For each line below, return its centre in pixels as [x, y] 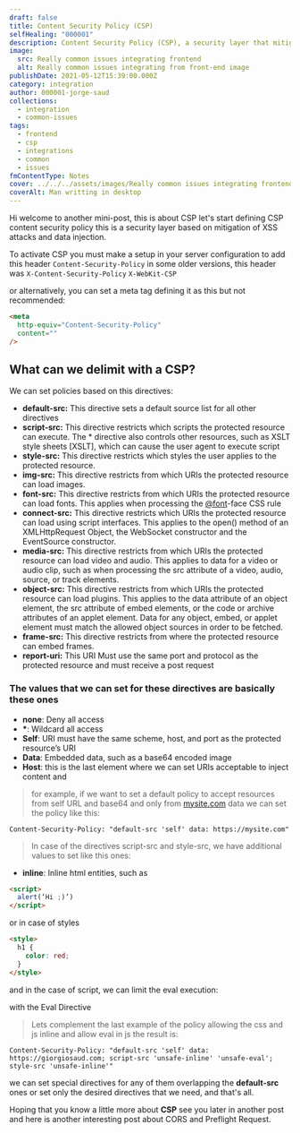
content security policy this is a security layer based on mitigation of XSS [144, 227]
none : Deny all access [63, 719]
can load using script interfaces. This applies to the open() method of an [155, 523]
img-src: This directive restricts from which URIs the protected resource [155, 475]
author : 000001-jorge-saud [59, 92]
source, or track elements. [71, 579]
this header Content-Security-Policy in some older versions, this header [143, 264]
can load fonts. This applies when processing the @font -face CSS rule [151, 503]
